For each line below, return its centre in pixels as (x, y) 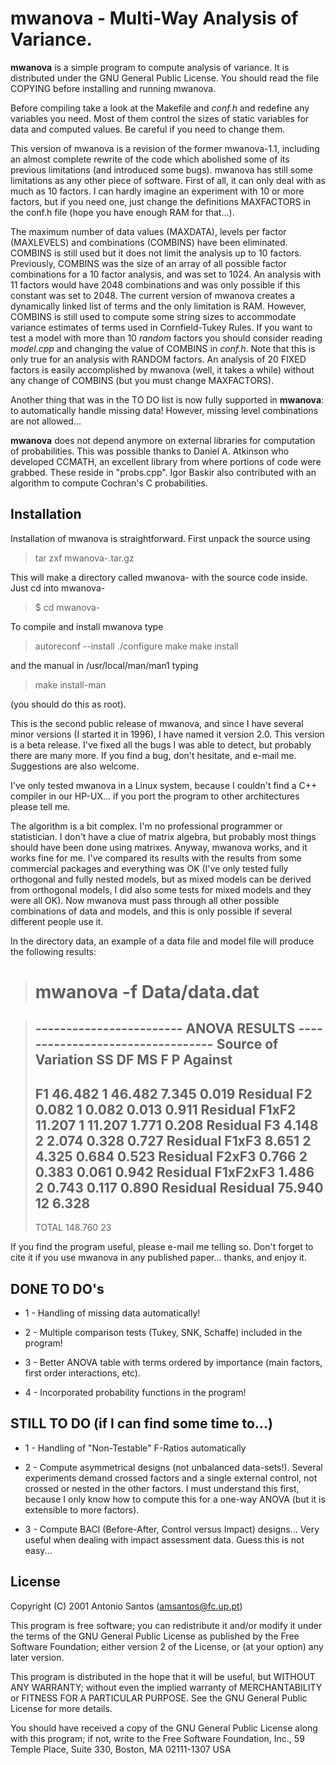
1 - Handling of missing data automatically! (112, 1313)
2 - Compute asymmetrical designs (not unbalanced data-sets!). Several (173, 1467)
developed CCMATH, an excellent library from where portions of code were (166, 461)
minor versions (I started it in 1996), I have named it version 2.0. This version (167, 734)
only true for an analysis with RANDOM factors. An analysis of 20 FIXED (158, 359)
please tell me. (40, 806)
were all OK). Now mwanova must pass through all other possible (145, 900)
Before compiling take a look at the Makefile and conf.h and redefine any (160, 108)
